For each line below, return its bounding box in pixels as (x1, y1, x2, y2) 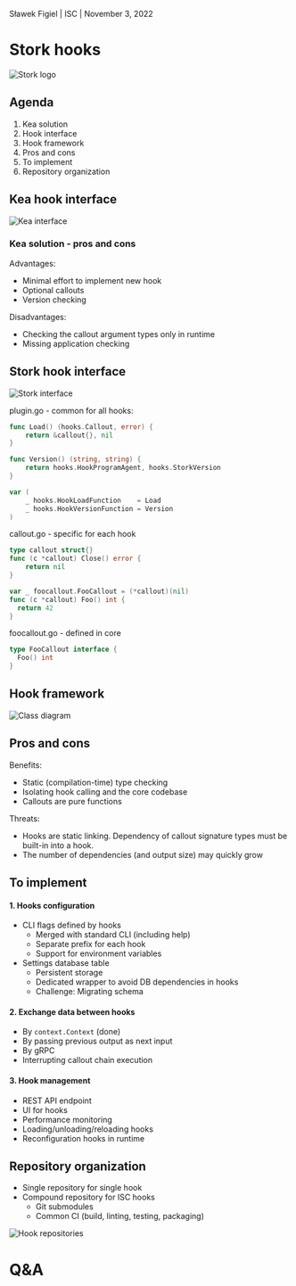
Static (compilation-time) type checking (21, 777, 169, 787)
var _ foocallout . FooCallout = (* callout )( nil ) (9, 587, 190, 596)
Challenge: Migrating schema (35, 986, 144, 997)
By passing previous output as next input (21, 1035, 173, 1047)
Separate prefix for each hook (35, 939, 146, 950)
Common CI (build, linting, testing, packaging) (35, 1211, 205, 1222)
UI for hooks (21, 1104, 69, 1115)
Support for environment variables (35, 948, 162, 959)
